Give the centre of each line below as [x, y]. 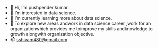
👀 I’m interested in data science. [43, 13]
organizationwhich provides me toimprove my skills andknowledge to [81, 29]
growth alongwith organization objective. [52, 34]
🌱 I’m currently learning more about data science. [61, 18]
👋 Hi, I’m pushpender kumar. [39, 8]
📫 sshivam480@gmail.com [39, 40]
